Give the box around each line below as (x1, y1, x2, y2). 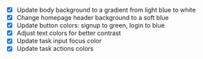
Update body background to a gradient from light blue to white (16, 6, 196, 14)
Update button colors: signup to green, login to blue (16, 21, 165, 29)
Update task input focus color (16, 37, 102, 45)
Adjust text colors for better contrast (16, 29, 121, 37)
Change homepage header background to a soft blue (16, 14, 169, 22)
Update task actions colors (16, 45, 94, 53)
